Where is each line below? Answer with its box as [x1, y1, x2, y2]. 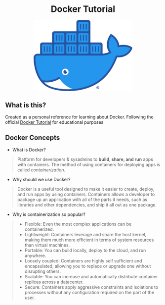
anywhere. [24, 253, 46, 258]
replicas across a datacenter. [24, 279, 84, 285]
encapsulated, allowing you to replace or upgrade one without [24, 263, 151, 269]
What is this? [5, 101, 46, 109]
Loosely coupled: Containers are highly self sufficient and [24, 257, 142, 263]
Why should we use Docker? [12, 176, 71, 182]
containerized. [24, 226, 54, 232]
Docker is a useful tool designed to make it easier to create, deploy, [17, 186, 155, 192]
